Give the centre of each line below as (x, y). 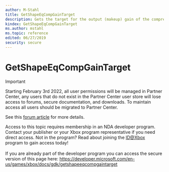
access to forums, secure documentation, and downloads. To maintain (78, 102)
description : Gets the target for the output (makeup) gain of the (77, 19)
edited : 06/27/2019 (26, 38)
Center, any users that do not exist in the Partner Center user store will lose (83, 97)
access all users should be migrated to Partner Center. (62, 107)
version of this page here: (32, 158)
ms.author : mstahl (24, 29)
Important (15, 81)
